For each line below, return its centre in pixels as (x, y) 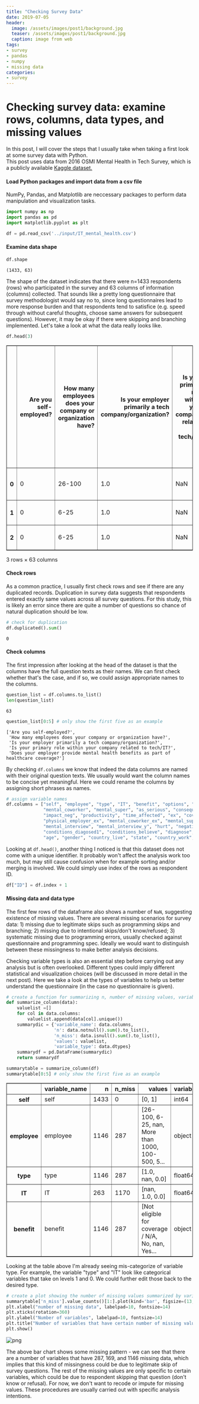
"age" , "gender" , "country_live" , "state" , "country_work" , (119, 838)
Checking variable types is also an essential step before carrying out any (95, 961)
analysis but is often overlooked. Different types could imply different (90, 967)
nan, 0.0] (154, 1179)
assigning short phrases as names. (49, 788)
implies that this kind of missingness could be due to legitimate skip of (92, 1364)
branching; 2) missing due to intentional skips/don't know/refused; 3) (91, 930)
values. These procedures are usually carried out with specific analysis (93, 1389)
